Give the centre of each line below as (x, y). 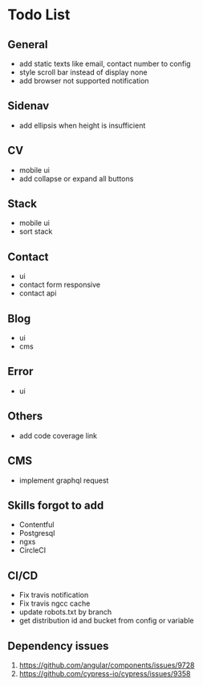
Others (25, 416)
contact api (38, 293)
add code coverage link (58, 435)
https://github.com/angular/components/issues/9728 (107, 665)
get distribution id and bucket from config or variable (106, 621)
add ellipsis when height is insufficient (82, 125)
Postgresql (37, 533)
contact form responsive (60, 285)
